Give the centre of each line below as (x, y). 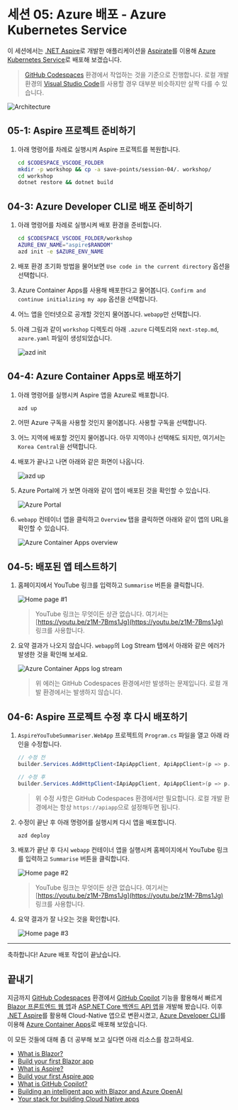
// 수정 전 (32, 758)
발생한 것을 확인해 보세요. (53, 654)
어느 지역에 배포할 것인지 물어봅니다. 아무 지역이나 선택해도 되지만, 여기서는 (121, 438)
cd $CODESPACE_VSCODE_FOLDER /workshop (75, 239)
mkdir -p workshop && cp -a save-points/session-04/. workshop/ (114, 169)
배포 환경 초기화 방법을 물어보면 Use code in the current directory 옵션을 (124, 266)
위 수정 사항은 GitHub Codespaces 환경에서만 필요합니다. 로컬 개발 (129, 798)
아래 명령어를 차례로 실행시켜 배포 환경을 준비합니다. (89, 225)
